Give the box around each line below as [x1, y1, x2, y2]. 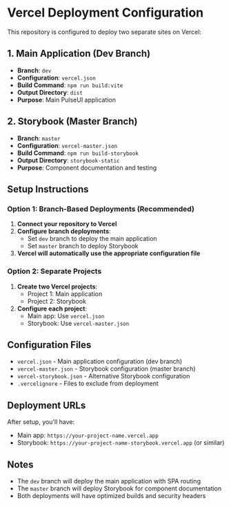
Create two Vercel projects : [17, 282, 98, 291]
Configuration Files [7, 339, 92, 351]
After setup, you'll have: [7, 418, 75, 426]
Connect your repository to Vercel [17, 220, 117, 228]
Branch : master [17, 133, 61, 142]
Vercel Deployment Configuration [7, 5, 204, 21]
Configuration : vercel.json [17, 73, 97, 82]
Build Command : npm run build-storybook [17, 149, 139, 157]
